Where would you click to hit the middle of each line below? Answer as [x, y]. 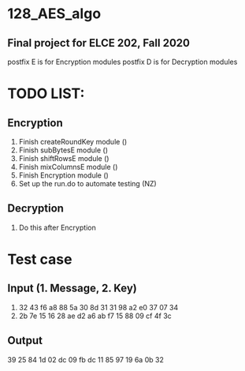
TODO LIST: [46, 94]
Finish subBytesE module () [63, 150]
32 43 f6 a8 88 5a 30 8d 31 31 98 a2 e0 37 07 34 [98, 307]
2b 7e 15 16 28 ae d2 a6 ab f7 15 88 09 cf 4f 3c [95, 316]
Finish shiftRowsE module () [64, 158]
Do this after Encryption [57, 227]
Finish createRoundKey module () [73, 142]
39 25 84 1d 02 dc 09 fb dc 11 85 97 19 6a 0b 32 [86, 359]
